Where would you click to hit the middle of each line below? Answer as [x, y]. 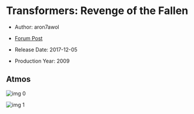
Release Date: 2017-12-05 [46, 49]
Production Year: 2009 [42, 61]
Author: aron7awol [37, 27]
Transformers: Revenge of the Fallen [97, 11]
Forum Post [29, 38]
